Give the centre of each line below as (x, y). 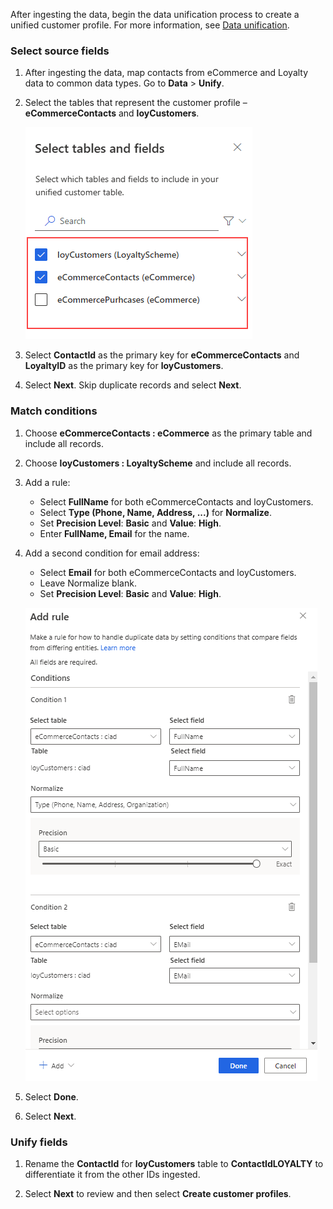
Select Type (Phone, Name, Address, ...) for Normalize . (155, 512)
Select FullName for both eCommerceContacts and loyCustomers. (176, 501)
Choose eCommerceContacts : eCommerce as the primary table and (168, 433)
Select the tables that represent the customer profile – (136, 103)
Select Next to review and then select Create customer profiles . (158, 1193)
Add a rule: (47, 482)
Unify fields (39, 1142)
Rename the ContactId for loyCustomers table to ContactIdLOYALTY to (174, 1163)
